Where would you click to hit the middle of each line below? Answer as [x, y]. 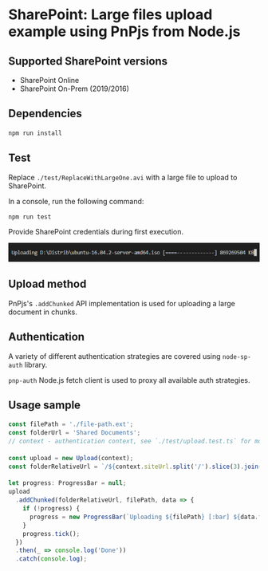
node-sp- [236, 356]
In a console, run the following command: [76, 201]
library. [36, 364]
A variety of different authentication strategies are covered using [114, 356]
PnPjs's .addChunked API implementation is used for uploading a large [122, 303]
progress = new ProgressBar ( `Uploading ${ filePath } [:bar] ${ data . [144, 517]
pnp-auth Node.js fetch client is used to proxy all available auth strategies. [129, 380]
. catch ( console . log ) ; [51, 559]
